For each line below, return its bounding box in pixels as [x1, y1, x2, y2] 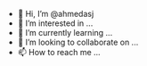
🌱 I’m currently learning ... [17, 28, 113, 37]
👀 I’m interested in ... [17, 18, 94, 29]
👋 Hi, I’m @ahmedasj [17, 9, 94, 19]
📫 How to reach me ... [17, 47, 101, 57]
